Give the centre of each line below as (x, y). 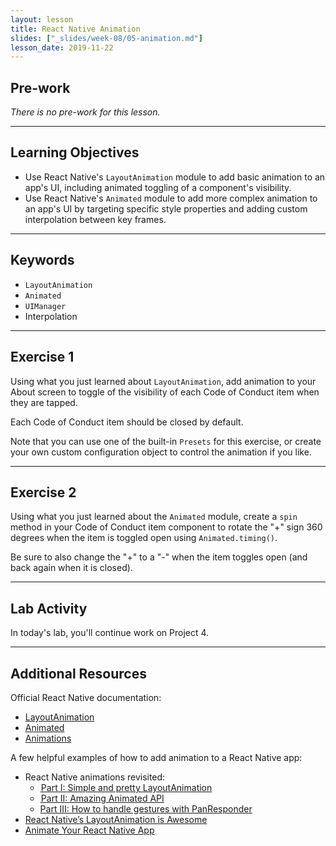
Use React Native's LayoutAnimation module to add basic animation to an (175, 177)
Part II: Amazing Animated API (102, 798)
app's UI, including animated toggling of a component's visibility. (158, 187)
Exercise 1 (42, 357)
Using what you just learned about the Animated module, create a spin (154, 517)
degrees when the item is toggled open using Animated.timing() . (144, 538)
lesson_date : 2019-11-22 (62, 47)
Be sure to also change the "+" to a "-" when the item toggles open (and (159, 557)
